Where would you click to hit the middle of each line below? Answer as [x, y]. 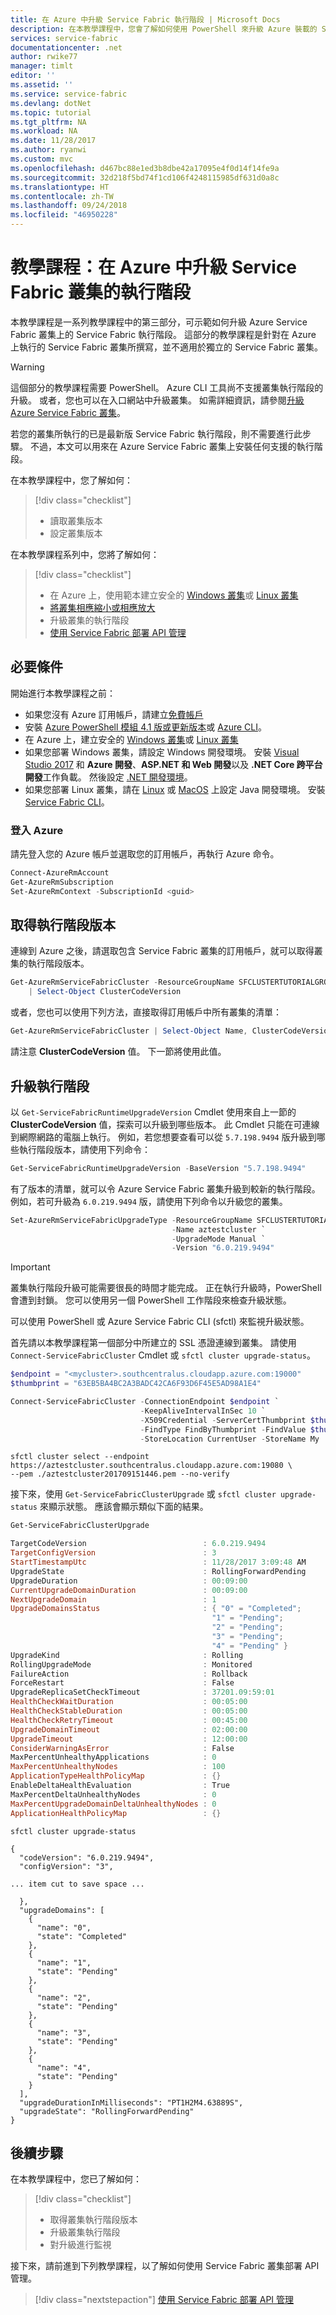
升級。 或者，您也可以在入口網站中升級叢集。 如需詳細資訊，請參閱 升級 [157, 400]
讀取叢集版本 [76, 520]
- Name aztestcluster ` [219, 1229]
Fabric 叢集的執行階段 [101, 292]
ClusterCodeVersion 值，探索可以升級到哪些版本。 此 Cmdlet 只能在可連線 [165, 1124]
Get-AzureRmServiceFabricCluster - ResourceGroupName [122, 982]
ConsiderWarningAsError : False [122, 1748]
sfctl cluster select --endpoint [80, 1457]
